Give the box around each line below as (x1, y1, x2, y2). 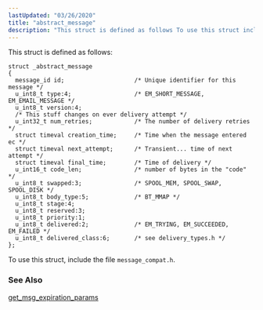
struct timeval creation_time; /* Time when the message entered (15, 131, 247, 140)
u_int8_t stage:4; (15, 200, 76, 208)
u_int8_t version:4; (15, 104, 82, 112)
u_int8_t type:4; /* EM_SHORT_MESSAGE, (15, 90, 205, 98)
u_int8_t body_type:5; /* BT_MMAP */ (15, 193, 180, 201)
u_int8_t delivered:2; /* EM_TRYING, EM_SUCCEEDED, (15, 221, 229, 228)
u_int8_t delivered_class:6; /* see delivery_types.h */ (15, 235, 225, 243)
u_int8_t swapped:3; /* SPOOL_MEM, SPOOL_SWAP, (15, 180, 222, 188)
